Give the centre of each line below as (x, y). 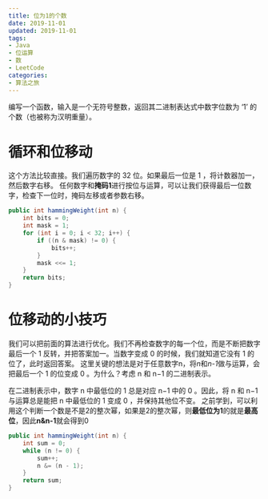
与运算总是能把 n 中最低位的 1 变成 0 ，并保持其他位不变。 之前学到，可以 (130, 400)
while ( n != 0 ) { (52, 451)
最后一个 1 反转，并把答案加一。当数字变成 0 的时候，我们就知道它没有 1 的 (131, 354)
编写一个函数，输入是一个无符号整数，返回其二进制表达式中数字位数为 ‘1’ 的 (133, 107)
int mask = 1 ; (46, 226)
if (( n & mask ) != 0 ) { (76, 240)
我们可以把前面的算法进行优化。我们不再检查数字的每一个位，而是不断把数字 (134, 344)
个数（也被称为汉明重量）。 (52, 116)
